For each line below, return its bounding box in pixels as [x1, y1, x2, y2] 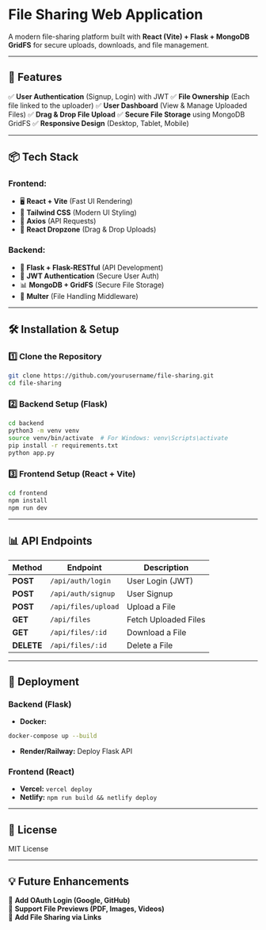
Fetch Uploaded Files [126, 614, 206, 625]
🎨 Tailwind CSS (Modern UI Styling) [19, 208, 137, 217]
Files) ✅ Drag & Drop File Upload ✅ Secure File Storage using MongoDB [8, 109, 245, 119]
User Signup [126, 588, 173, 599]
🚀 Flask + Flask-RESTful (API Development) [19, 262, 164, 272]
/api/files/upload [50, 602, 120, 611]
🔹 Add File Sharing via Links [8, 913, 102, 922]
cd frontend [8, 489, 47, 497]
